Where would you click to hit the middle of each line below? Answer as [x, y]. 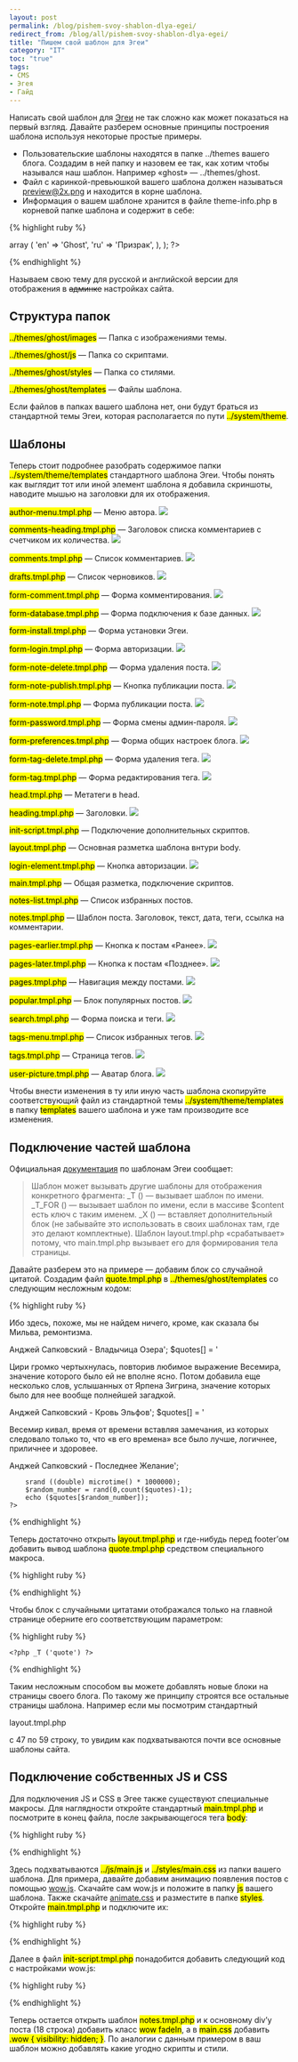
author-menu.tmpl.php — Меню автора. [83, 512]
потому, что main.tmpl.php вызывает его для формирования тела [154, 1243]
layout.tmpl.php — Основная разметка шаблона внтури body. [125, 848]
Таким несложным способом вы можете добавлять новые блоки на [139, 1686]
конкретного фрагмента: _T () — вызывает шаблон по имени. [147, 1195]
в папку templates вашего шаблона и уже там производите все [129, 1110]
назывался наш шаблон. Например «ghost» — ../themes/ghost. [141, 172]
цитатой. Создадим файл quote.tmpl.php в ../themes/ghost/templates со [144, 1278]
